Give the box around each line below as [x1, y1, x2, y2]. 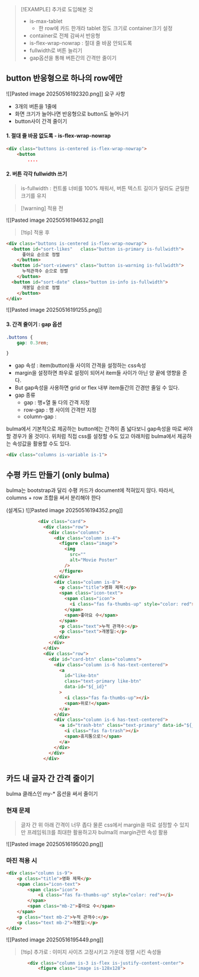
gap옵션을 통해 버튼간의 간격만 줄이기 [29, 55, 117, 61]
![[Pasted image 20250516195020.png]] [6, 840, 104, 847]
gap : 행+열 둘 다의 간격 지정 [23, 399, 90, 406]
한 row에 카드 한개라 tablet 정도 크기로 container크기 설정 [38, 25, 173, 31]
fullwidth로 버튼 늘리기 [29, 47, 83, 54]
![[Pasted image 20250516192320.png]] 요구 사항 [6, 90, 126, 97]
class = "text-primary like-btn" [64, 678, 142, 684]
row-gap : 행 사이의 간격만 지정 [23, 406, 97, 414]
